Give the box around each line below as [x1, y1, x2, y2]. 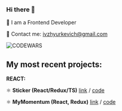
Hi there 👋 [6, 5, 36, 14]
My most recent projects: [6, 59, 103, 69]
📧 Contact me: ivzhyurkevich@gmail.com [6, 30, 108, 38]
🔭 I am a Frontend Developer [6, 19, 77, 26]
